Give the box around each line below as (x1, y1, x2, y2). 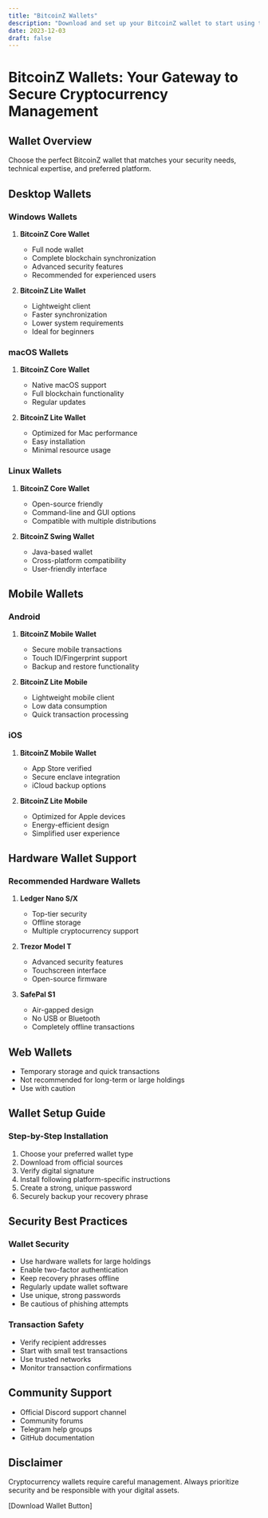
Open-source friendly (31, 499, 104, 509)
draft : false (8, 34, 52, 42)
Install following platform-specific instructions (19, 1174, 171, 1184)
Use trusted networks (19, 1354, 92, 1364)
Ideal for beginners (31, 326, 94, 336)
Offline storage (31, 917, 81, 928)
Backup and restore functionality (31, 661, 140, 672)
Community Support (8, 1386, 112, 1400)
